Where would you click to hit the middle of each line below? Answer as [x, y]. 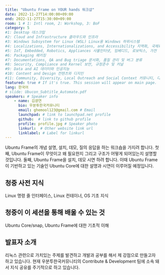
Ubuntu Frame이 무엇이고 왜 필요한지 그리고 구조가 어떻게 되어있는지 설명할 [84, 154]
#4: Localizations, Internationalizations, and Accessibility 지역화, [77, 46]
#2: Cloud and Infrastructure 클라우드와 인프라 [52, 37]
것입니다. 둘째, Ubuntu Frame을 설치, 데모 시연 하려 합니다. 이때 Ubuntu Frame [82, 160]
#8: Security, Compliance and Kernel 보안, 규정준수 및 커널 [64, 64]
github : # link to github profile [55, 119]
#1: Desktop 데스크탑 [25, 32]
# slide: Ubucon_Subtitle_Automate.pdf [46, 92]
